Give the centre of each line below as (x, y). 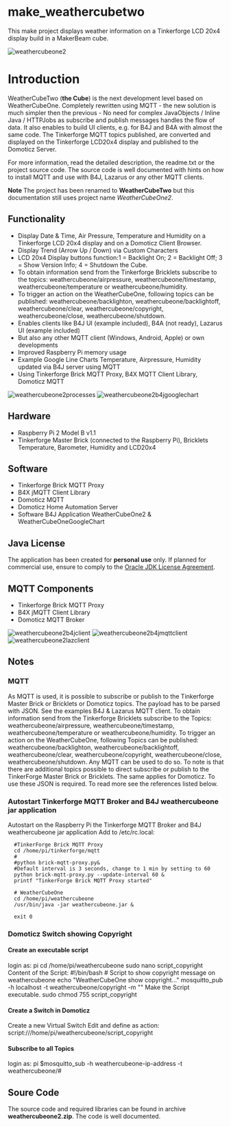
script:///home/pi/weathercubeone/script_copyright (81, 1033)
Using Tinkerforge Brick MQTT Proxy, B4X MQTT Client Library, (108, 374)
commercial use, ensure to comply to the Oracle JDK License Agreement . (111, 567)
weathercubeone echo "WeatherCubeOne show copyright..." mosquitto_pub (115, 980)
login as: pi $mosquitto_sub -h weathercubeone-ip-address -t (95, 1064)
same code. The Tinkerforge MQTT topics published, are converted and (109, 134)
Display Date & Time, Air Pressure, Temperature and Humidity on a (112, 235)
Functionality (37, 219)
